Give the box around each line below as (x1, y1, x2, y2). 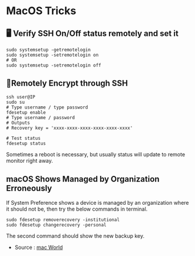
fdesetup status (6, 140, 46, 146)
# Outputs (6, 120, 31, 126)
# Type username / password (6, 114, 75, 120)
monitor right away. (6, 157, 53, 164)
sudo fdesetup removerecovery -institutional (6, 216, 120, 222)
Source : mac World (14, 244, 63, 251)
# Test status (6, 135, 41, 141)
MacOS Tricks (6, 4, 77, 18)
